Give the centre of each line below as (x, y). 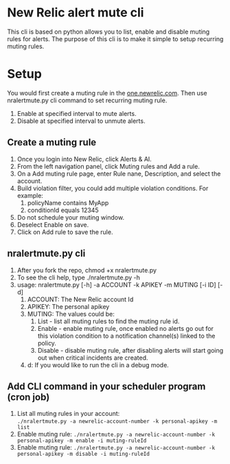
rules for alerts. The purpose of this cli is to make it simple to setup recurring (115, 38)
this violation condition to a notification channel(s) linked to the (126, 336)
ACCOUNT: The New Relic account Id (80, 299)
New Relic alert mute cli (76, 13)
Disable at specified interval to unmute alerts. (81, 121)
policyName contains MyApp (68, 202)
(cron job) (28, 397)
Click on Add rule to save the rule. (65, 232)
